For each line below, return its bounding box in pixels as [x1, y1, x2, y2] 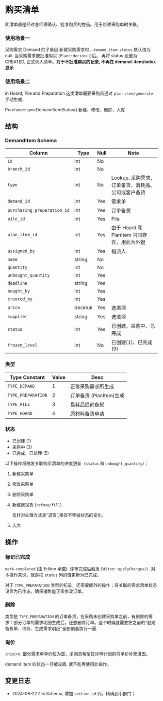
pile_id [7, 216, 25, 222]
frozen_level [7, 342, 38, 348]
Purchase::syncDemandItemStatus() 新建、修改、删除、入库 [5, 106, 125, 112]
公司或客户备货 [111, 189, 146, 196]
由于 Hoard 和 [111, 224, 143, 231]
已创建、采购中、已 [111, 323, 155, 329]
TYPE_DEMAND [7, 383, 35, 389]
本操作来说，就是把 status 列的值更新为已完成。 [5, 572, 101, 578]
